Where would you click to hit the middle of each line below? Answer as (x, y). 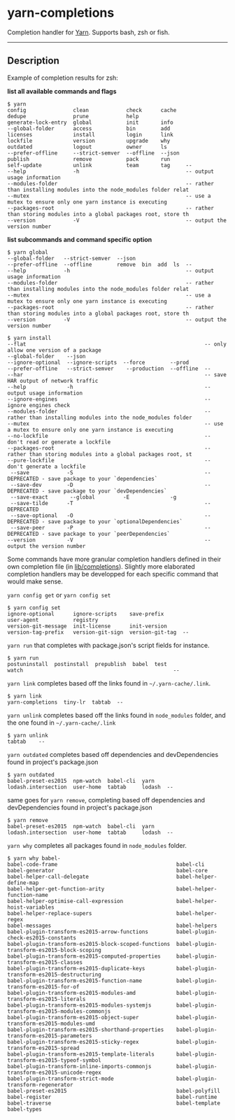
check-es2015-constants (42, 938)
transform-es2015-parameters (50, 1036)
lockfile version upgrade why (89, 141)
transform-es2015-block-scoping (54, 950)
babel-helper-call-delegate (48, 877)
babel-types (24, 1109)
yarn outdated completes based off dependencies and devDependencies (113, 754)
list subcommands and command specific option (80, 239)
